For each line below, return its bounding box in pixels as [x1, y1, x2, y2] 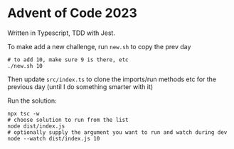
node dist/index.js [7, 123, 65, 130]
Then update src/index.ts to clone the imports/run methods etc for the [7, 75, 217, 83]
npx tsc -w [7, 110, 40, 117]
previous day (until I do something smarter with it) [7, 82, 154, 91]
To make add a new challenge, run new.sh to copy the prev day [7, 42, 191, 51]
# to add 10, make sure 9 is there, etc [7, 56, 129, 63]
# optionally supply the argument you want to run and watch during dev [7, 128, 228, 136]
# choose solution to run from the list [7, 116, 129, 123]
